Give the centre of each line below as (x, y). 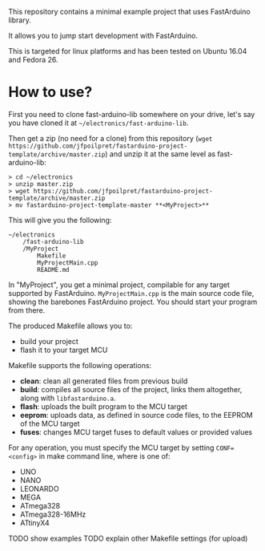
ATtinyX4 (34, 523)
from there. (27, 310)
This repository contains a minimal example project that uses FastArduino (129, 12)
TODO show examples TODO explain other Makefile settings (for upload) (128, 538)
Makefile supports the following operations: (80, 365)
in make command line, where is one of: (104, 456)
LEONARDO (39, 488)
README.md (53, 269)
